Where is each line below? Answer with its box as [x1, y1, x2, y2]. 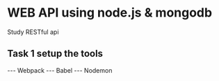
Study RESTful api [7, 28, 59, 36]
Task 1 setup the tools [7, 48, 103, 60]
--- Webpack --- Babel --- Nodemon [7, 66, 113, 74]
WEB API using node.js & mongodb [7, 5, 213, 21]
